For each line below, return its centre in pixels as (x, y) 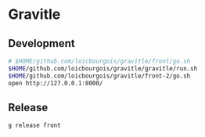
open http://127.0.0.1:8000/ (56, 83)
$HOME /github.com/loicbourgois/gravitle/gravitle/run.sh (103, 68)
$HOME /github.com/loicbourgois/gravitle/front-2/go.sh (99, 76)
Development (42, 43)
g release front (34, 126)
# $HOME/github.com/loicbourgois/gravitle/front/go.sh (99, 61)
